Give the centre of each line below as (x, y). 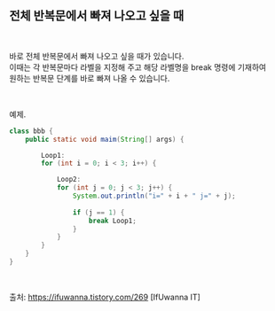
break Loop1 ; (113, 221)
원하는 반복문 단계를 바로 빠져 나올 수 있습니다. (90, 78)
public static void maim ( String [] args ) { (105, 139)
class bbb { (31, 131)
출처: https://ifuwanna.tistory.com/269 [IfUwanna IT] (105, 297)
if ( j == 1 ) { (98, 212)
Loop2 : (69, 180)
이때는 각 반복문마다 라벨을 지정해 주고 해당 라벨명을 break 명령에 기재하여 (138, 67)
